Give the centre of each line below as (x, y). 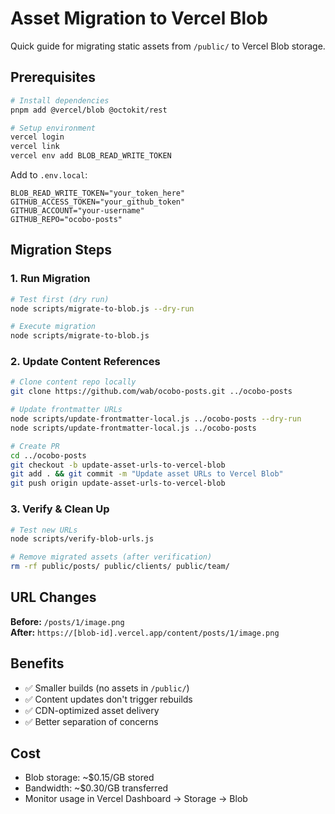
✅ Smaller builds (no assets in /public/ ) (107, 688)
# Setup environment (53, 128)
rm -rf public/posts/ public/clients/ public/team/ (120, 567)
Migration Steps (61, 250)
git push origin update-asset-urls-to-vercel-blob (118, 483)
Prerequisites (53, 77)
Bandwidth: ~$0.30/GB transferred (96, 788)
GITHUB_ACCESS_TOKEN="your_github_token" (98, 202)
